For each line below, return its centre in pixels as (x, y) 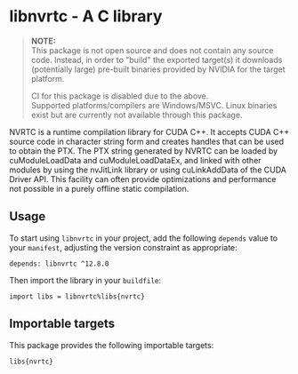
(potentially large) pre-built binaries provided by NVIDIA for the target (158, 69)
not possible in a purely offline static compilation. (99, 188)
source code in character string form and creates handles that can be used (147, 141)
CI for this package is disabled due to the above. (120, 96)
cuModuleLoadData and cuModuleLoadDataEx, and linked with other (135, 160)
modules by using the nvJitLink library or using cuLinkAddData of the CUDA (148, 170)
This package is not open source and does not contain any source (152, 50)
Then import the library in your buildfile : (85, 280)
